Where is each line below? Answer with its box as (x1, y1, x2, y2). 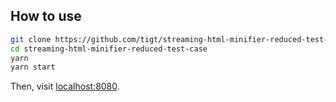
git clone (10, 34, 52, 44)
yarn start (10, 62, 56, 73)
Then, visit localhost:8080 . (10, 80, 120, 93)
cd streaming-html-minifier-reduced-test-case (10, 44, 208, 54)
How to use (10, 8, 82, 25)
